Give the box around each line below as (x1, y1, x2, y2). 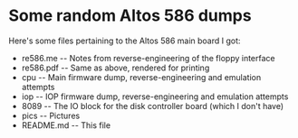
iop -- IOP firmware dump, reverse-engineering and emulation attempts (21, 91, 289, 102)
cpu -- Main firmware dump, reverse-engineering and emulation (21, 71, 262, 82)
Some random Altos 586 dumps (8, 5, 252, 26)
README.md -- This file (21, 119, 111, 131)
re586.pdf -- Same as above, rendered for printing (21, 62, 210, 73)
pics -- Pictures (21, 110, 81, 121)
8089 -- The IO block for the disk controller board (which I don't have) (21, 100, 284, 111)
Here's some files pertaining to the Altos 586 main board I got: (8, 35, 241, 46)
